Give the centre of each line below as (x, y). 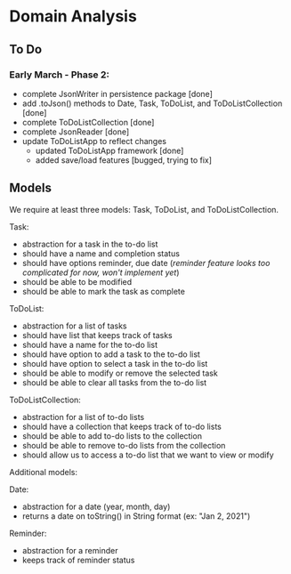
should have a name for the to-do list (90, 344)
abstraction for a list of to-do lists (83, 416)
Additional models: (44, 472)
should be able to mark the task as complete (103, 291)
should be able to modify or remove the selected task (120, 373)
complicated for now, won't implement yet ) (101, 272)
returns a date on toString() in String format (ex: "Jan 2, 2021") (136, 516)
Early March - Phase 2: (59, 75)
